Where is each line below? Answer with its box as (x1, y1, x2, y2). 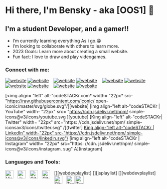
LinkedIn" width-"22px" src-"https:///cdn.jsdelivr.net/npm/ (5, 130, 126, 136)
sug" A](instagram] (63, 146, 103, 152)
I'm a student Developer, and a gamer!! (5, 25, 129, 33)
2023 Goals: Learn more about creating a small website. (12, 49, 129, 54)
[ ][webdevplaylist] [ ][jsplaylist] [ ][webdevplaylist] (54, 170, 156, 176)
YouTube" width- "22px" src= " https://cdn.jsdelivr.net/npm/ (5, 109, 128, 115)
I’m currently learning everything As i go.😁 (12, 38, 101, 44)
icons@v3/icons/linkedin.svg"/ (5, 135, 69, 141)
